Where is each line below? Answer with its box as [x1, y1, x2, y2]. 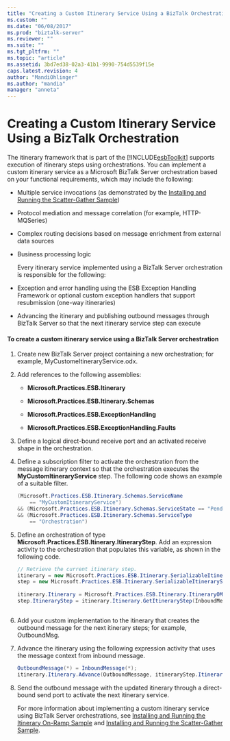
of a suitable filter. [16, 479, 68, 487]
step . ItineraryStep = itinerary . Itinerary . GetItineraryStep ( [16, 598, 196, 605]
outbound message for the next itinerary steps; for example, [16, 623, 187, 631]
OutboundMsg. [16, 631, 60, 639]
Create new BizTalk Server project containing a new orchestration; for [16, 350, 214, 359]
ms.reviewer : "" [7, 36, 53, 42]
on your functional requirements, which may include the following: [7, 175, 194, 184]
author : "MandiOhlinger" [7, 73, 78, 81]
